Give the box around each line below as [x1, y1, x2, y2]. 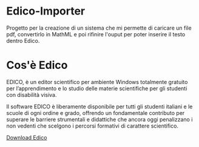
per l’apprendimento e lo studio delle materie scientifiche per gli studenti [6, 85, 187, 92]
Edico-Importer [6, 4, 86, 18]
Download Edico [6, 134, 47, 141]
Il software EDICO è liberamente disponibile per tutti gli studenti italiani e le [6, 103, 193, 110]
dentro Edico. [6, 37, 40, 44]
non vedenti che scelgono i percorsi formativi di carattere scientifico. [6, 122, 179, 129]
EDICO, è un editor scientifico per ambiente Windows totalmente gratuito [6, 78, 188, 85]
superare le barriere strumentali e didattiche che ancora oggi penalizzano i [6, 116, 193, 123]
